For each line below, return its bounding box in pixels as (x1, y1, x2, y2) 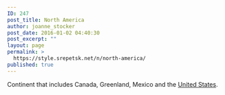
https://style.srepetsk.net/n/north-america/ (13, 55, 147, 62)
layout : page (7, 42, 45, 49)
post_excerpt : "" (7, 36, 57, 43)
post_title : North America (7, 17, 85, 23)
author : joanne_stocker (7, 23, 76, 30)
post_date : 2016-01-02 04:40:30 (7, 29, 100, 36)
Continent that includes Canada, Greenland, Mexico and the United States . (7, 80, 218, 88)
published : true (7, 61, 54, 68)
